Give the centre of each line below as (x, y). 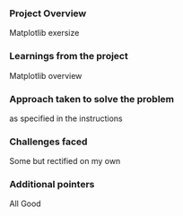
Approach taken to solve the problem (92, 99)
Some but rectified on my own (65, 161)
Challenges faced (48, 142)
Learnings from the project (69, 56)
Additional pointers (52, 185)
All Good (26, 203)
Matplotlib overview (46, 75)
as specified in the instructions (66, 118)
